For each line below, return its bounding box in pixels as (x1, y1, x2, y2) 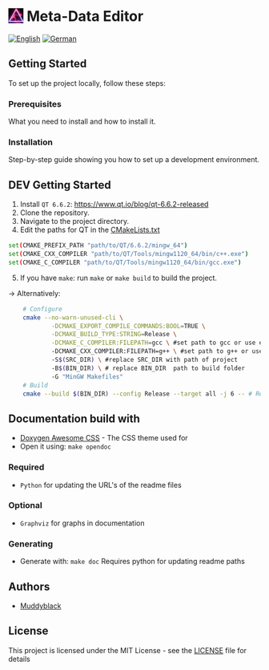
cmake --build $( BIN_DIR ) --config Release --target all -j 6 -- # (22, 389, 252, 398)
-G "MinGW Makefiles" (50, 372, 124, 380)
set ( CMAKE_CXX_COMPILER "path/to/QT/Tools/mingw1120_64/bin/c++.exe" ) (8, 250, 249, 258)
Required (8, 461, 45, 473)
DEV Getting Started (8, 178, 111, 192)
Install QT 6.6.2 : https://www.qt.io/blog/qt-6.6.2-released (19, 200, 209, 209)
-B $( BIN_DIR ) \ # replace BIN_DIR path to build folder (50, 364, 246, 372)
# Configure (22, 305, 62, 313)
